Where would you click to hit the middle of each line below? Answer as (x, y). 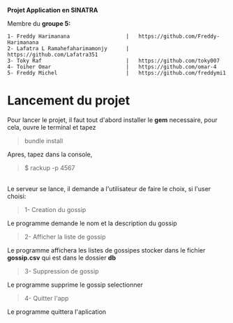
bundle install (44, 141)
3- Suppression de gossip (61, 271)
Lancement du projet (69, 101)
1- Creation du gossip (55, 209)
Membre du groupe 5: (39, 23)
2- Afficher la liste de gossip (65, 236)
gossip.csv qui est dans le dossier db (62, 257)
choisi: (17, 196)
